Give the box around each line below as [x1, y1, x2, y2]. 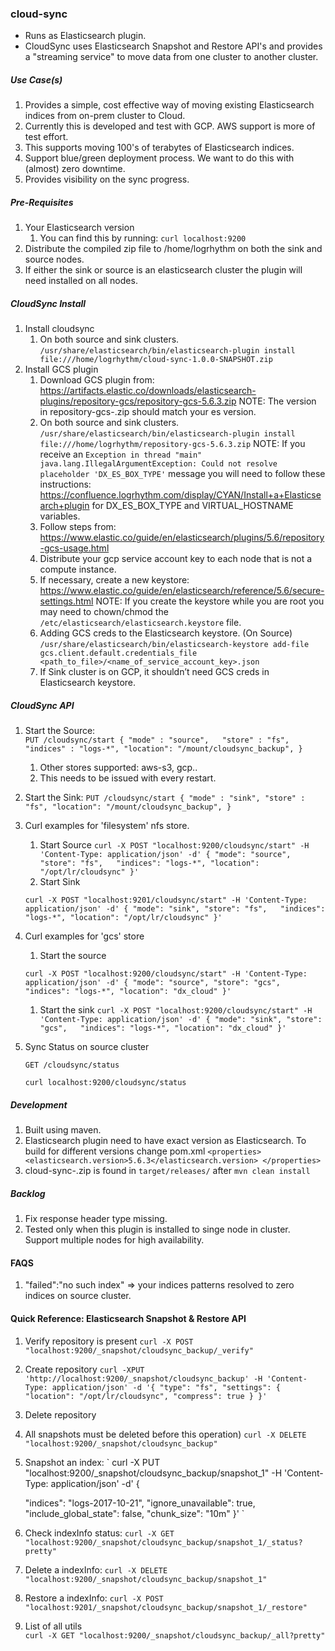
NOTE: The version [238, 395, 317, 407]
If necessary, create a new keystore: [39, 574, 190, 586]
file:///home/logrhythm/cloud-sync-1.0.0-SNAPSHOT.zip [39, 355, 273, 365]
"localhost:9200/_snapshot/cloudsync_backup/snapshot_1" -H [24, 1467, 283, 1479]
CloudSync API [10, 699, 75, 711]
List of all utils [24, 1620, 83, 1632]
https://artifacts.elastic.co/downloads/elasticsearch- [39, 385, 257, 397]
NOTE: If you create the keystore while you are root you [95, 595, 325, 607]
